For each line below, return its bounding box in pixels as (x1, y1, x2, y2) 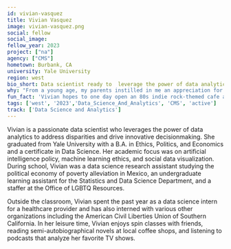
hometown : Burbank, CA (7, 61, 72, 68)
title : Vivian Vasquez (7, 17, 72, 23)
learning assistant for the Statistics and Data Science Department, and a (7, 177, 212, 185)
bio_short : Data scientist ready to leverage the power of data (7, 81, 198, 88)
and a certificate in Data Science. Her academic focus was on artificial (7, 147, 206, 155)
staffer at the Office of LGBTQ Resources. (7, 183, 125, 192)
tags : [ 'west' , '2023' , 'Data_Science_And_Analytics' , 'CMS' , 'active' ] (7, 100, 217, 107)
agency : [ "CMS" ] (7, 55, 54, 62)
